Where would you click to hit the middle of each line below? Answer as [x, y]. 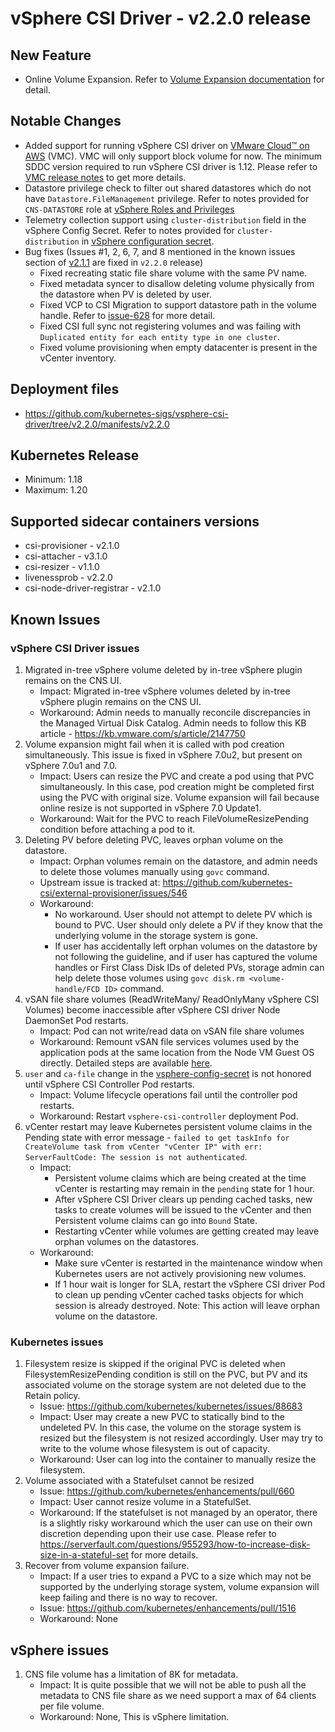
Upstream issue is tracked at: [100, 882]
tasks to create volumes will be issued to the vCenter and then [183, 1209]
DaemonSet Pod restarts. [76, 1020]
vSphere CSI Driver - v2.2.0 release [161, 18]
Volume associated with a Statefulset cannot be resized [139, 1481]
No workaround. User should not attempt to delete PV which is [183, 914]
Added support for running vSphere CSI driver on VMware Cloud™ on [167, 145]
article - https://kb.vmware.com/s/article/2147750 [142, 733]
